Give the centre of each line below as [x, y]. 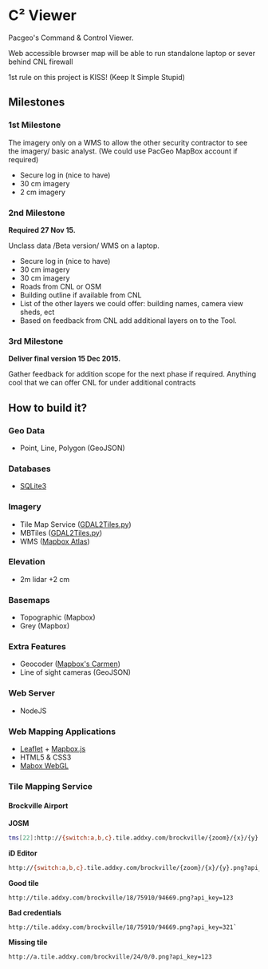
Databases [30, 469]
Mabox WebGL [44, 765]
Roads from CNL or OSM [61, 286]
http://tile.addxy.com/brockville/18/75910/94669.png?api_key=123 [121, 898]
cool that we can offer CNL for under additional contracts [102, 383]
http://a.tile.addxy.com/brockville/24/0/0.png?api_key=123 [110, 957]
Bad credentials [35, 912]
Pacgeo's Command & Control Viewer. [71, 38]
